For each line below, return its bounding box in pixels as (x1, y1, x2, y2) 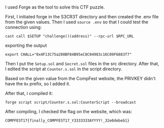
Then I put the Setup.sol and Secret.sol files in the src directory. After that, (5, 61, 160, 66)
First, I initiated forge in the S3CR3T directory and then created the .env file (5, 14, 159, 19)
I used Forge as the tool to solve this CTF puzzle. (5, 4, 105, 10)
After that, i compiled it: (5, 90, 53, 96)
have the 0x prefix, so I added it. (5, 81, 70, 86)
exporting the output (5, 43, 47, 48)
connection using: (5, 24, 42, 30)
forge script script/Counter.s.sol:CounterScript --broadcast (5, 100, 136, 105)
